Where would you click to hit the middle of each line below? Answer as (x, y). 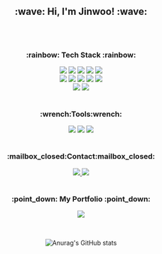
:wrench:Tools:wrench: (81, 115)
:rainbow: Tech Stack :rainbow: (81, 55)
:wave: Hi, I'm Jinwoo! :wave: (81, 12)
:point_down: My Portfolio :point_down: (81, 199)
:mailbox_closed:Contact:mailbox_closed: (81, 157)
